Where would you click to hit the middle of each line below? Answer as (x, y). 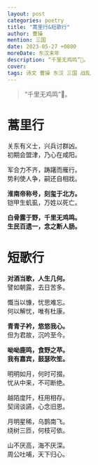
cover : (17, 66)
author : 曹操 (25, 34)
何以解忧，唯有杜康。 (38, 311)
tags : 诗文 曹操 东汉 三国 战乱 (49, 73)
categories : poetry (36, 20)
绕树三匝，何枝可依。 (38, 430)
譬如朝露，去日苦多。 (38, 288)
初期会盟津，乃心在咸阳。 (44, 155)
